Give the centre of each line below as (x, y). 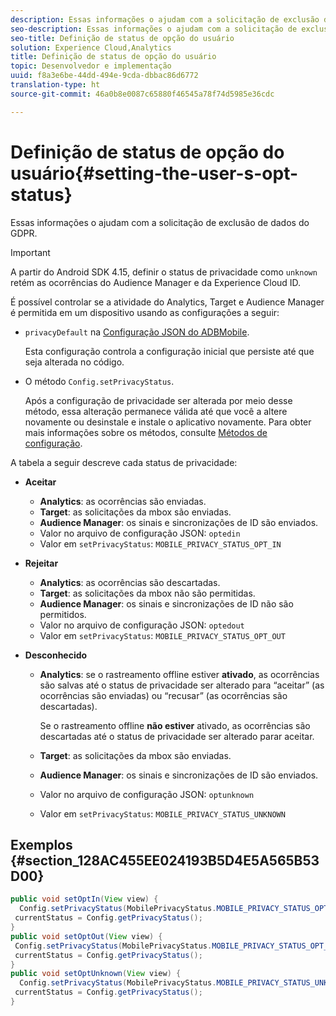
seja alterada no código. (74, 362)
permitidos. (63, 614)
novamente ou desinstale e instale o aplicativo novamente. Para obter (168, 422)
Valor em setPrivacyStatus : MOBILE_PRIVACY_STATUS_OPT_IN (160, 543)
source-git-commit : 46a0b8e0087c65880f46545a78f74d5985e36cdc (142, 94)
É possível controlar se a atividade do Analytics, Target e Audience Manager (167, 302)
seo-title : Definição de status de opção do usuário (122, 38)
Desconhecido (56, 655)
